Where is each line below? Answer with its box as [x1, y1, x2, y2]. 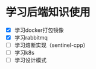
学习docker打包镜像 [14, 26, 64, 34]
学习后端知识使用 [5, 5, 91, 19]
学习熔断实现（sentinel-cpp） [14, 41, 89, 49]
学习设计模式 [14, 56, 46, 64]
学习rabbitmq [14, 34, 48, 41]
